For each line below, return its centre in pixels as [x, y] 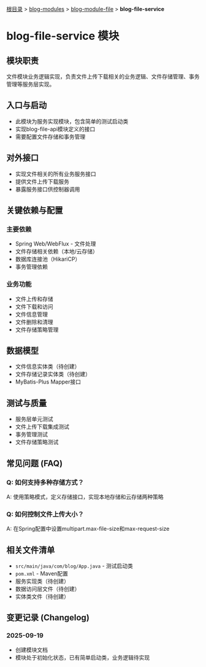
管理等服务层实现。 [31, 84]
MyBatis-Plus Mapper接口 [48, 382]
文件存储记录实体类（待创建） [53, 374]
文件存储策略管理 [37, 330]
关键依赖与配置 [35, 210]
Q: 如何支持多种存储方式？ [45, 482]
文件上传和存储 [34, 299]
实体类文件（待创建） [42, 596]
